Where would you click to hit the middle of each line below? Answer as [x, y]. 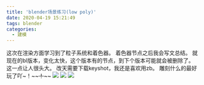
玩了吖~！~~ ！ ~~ [29, 76]
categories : [22, 29]
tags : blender [25, 23]
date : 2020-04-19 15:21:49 [41, 18]
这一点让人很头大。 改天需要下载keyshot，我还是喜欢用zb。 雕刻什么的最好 [102, 68]
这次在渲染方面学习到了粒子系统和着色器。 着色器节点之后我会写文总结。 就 [102, 53]
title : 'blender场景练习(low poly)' [51, 12]
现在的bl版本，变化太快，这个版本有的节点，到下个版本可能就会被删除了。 [100, 61]
